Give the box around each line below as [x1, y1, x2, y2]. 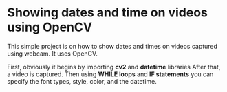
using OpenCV [7, 19, 93, 35]
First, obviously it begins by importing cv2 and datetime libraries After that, [7, 62, 221, 71]
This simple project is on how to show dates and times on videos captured [7, 42, 218, 50]
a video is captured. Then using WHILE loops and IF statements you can [7, 70, 214, 78]
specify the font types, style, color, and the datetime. [7, 77, 157, 85]
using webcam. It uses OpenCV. [7, 49, 98, 58]
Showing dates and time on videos [7, 5, 208, 21]
